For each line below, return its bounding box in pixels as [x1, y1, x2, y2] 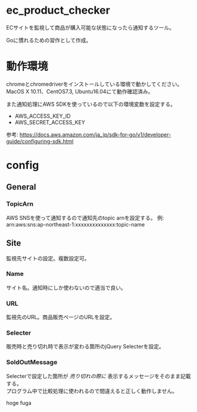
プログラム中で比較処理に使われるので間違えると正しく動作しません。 [6, 387, 178, 394]
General [6, 182, 37, 192]
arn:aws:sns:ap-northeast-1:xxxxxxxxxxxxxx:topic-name [6, 221, 145, 228]
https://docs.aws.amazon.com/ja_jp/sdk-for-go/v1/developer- [19, 131, 171, 138]
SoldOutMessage [6, 358, 58, 366]
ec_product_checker [6, 4, 110, 17]
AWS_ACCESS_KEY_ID [14, 112, 71, 119]
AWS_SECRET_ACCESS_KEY [14, 118, 85, 125]
